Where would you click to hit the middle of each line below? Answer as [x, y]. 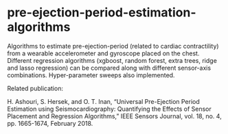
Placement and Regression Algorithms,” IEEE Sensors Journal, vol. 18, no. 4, [114, 116]
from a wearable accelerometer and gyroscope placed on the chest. [103, 53]
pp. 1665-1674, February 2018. [50, 123]
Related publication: [35, 88]
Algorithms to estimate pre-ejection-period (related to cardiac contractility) [113, 46]
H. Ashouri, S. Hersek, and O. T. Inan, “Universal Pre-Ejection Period [104, 101]
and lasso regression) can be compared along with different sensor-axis [109, 68]
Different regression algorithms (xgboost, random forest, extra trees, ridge [112, 60]
